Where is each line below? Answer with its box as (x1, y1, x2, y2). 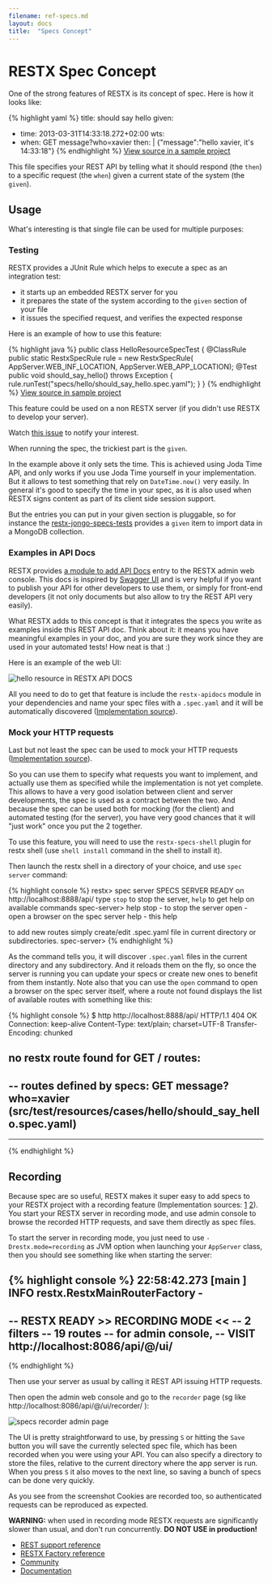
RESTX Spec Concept (8, 62, 156, 80)
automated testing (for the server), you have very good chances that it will (8, 813, 257, 823)
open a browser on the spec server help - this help (8, 911, 178, 922)
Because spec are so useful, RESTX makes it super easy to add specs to (8, 1192, 251, 1201)
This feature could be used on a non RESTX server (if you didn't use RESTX (8, 404, 261, 413)
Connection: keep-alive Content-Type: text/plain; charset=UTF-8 (8, 1019, 225, 1029)
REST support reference (19, 1540, 101, 1550)
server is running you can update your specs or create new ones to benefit (8, 969, 258, 979)
